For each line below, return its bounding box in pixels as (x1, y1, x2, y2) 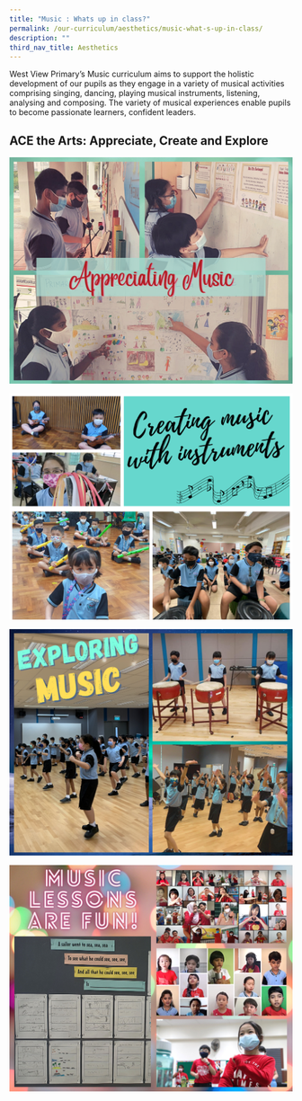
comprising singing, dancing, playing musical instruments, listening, (9, 88, 261, 99)
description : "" (9, 33, 70, 42)
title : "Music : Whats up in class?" (9, 14, 151, 23)
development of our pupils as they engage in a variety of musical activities (9, 78, 285, 89)
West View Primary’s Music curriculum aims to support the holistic (9, 68, 254, 80)
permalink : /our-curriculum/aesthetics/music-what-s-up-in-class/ (9, 23, 263, 33)
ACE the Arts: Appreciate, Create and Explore (9, 133, 269, 148)
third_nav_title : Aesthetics (9, 43, 119, 52)
